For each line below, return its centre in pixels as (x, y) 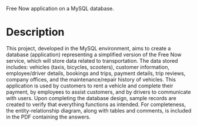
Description (35, 32)
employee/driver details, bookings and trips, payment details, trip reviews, (96, 73)
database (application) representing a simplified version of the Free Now (94, 55)
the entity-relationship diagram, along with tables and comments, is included (99, 110)
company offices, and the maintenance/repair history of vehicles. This (91, 79)
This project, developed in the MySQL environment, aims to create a (89, 48)
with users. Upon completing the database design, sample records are (91, 98)
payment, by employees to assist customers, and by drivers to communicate (98, 92)
